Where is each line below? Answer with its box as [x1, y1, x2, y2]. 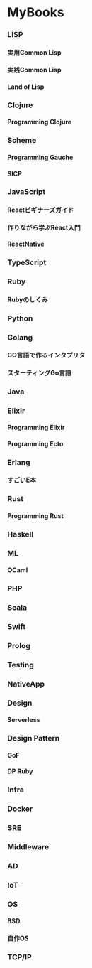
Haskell [7, 529, 34, 539]
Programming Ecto [7, 439, 64, 448]
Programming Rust [7, 511, 64, 520]
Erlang [7, 457, 30, 467]
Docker [7, 804, 33, 814]
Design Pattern [7, 733, 60, 743]
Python [7, 313, 33, 323]
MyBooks [7, 4, 65, 21]
